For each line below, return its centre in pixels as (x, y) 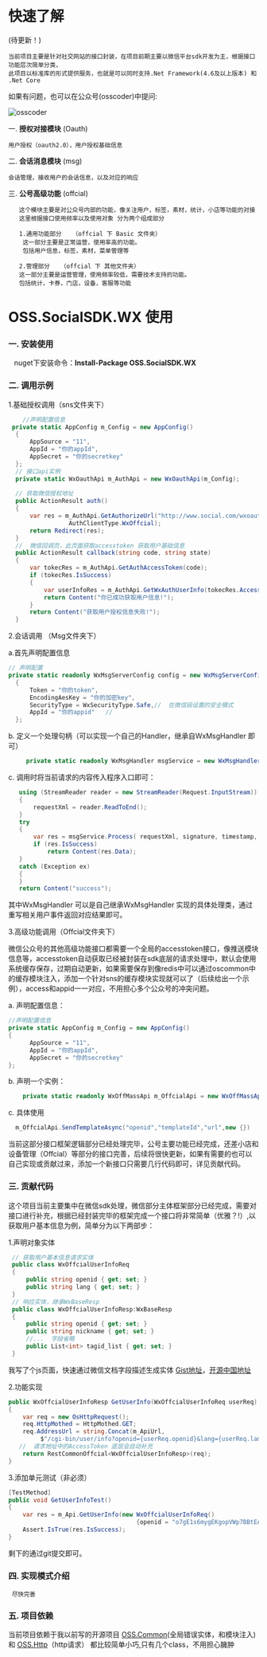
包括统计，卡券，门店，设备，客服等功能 (75, 283)
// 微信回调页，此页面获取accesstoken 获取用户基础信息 (100, 546)
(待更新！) (25, 40)
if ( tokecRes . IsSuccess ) (70, 575)
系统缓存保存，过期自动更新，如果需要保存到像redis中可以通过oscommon (128, 968)
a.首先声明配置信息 (39, 653)
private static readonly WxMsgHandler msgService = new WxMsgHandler (143, 761)
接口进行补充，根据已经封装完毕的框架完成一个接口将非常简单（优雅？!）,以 (132, 1215)
